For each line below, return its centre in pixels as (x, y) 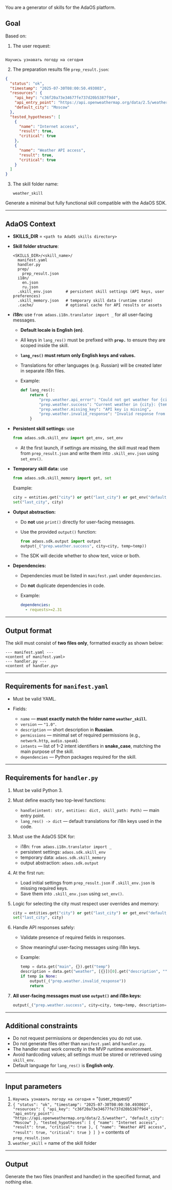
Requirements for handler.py (52, 778)
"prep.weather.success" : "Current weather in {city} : (97, 404)
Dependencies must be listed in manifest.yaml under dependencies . (91, 576)
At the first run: (29, 873)
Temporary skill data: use (40, 469)
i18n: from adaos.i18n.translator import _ (66, 846)
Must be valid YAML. (34, 698)
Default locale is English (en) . (52, 330)
